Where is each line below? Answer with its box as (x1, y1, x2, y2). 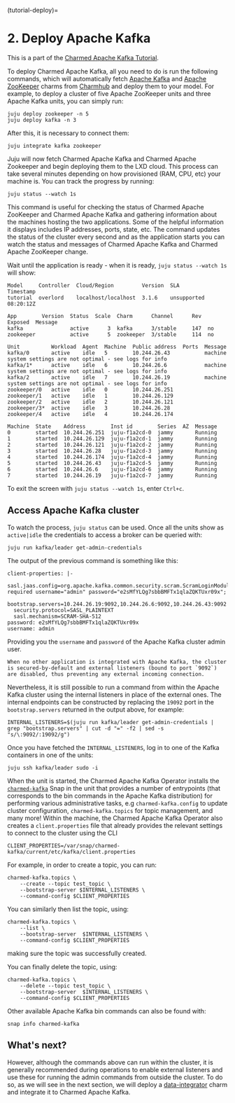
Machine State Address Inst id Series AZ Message (7, 423, 218, 430)
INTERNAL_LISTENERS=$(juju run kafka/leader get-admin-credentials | (7, 719, 215, 726)
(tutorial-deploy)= (7, 6, 59, 14)
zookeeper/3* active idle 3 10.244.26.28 (7, 404, 171, 412)
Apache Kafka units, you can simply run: (7, 97, 124, 105)
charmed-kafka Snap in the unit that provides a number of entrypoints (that (7, 784, 221, 792)
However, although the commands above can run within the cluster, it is (7, 1057, 213, 1067)
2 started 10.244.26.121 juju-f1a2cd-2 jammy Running (7, 441, 218, 448)
